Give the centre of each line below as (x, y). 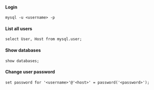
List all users (19, 28)
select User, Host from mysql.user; (44, 39)
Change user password (30, 72)
